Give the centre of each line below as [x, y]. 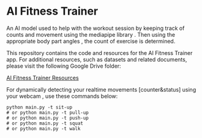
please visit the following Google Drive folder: [64, 66]
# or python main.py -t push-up [47, 118]
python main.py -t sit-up [39, 107]
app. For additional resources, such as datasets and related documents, [97, 59]
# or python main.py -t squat [45, 123]
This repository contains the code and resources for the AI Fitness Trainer [99, 53]
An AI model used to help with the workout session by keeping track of [95, 28]
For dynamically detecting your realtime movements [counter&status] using [101, 89]
